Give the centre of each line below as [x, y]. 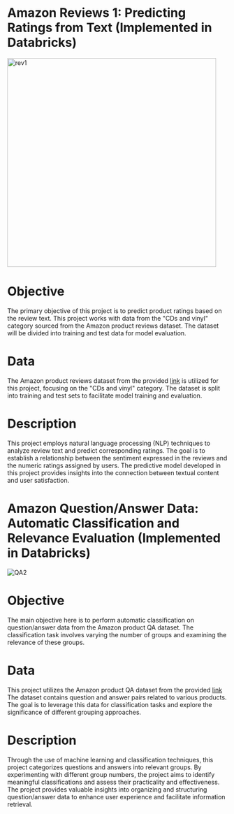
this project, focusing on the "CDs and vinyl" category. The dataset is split [114, 388]
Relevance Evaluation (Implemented [114, 538]
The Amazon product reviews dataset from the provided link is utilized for [113, 380]
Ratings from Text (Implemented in [110, 28]
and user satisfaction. [38, 480]
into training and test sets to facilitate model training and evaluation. [105, 395]
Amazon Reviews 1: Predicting [97, 13]
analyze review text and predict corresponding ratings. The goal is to [107, 450]
